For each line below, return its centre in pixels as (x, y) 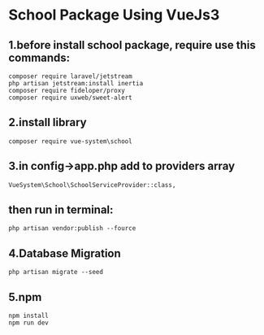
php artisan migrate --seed (56, 272)
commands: (39, 57)
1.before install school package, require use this (132, 45)
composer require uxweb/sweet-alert (70, 98)
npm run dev (28, 323)
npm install (28, 316)
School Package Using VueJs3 (114, 15)
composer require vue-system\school (70, 141)
